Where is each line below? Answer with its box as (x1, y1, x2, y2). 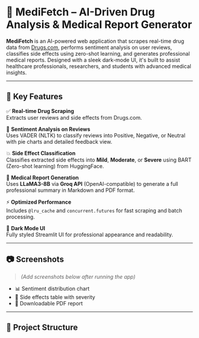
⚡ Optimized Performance (6, 198, 72, 205)
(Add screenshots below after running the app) (20, 273, 136, 280)
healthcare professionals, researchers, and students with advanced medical (6, 62, 191, 70)
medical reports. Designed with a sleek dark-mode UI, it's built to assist (6, 56, 181, 63)
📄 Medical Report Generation (6, 174, 79, 181)
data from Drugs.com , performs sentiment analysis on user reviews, (6, 44, 172, 51)
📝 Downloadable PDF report (14, 300, 83, 307)
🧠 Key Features (6, 92, 63, 102)
